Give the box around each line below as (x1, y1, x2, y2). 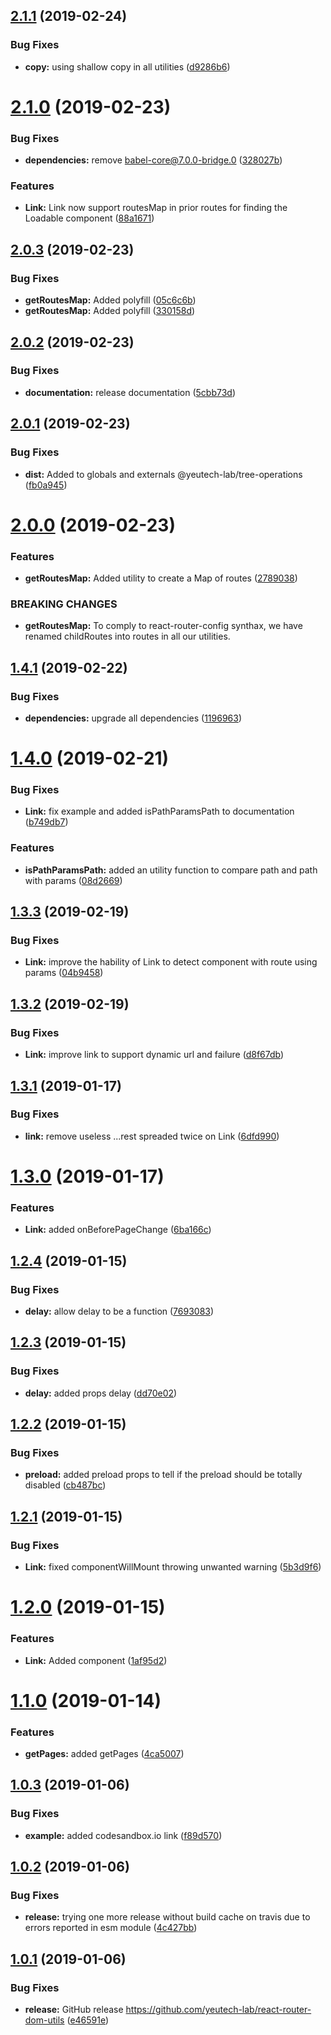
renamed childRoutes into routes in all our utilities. (24, 630, 231, 643)
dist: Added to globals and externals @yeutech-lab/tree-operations (24, 468, 303, 480)
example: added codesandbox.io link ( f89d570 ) (24, 1829, 223, 1841)
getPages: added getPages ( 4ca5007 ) (24, 1748, 185, 1760)
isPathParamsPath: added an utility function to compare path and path (24, 864, 318, 876)
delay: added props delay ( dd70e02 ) (24, 1387, 178, 1399)
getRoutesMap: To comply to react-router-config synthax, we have (24, 620, 303, 632)
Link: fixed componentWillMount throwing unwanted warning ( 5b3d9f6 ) (24, 1561, 322, 1573)
